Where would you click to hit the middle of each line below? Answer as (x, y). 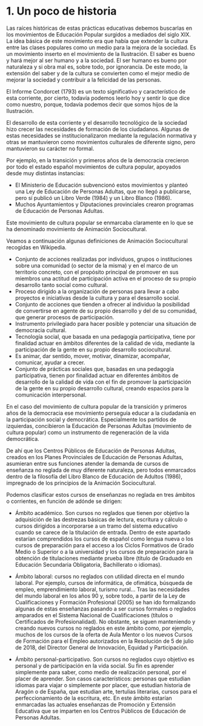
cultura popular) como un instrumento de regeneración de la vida (88, 432)
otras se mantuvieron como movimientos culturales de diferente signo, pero (101, 142)
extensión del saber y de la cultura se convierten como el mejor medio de (98, 73)
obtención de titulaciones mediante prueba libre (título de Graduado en (104, 558)
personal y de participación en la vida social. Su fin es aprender (95, 665)
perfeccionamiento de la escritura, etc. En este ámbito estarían (94, 698)
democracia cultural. (41, 330)
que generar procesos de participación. (65, 317)
